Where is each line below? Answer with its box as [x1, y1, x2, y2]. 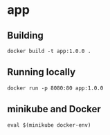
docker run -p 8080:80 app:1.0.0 [7, 85, 104, 92]
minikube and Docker [7, 103, 102, 115]
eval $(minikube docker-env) [7, 121, 91, 129]
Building [7, 30, 44, 41]
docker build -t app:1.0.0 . [7, 48, 91, 54]
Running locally [7, 66, 76, 78]
